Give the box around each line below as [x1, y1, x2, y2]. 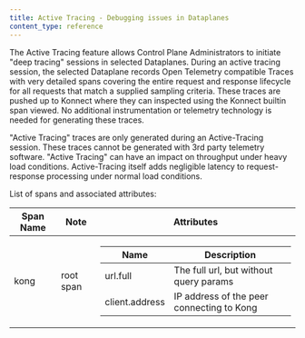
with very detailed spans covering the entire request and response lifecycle [9, 75, 291, 86]
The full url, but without [173, 263, 273, 276]
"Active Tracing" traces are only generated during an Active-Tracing [9, 132, 264, 143]
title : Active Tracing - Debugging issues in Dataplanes [9, 13, 230, 23]
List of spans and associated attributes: [9, 188, 157, 199]
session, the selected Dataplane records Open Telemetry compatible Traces [9, 65, 294, 77]
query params [173, 274, 234, 287]
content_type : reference [9, 22, 103, 31]
